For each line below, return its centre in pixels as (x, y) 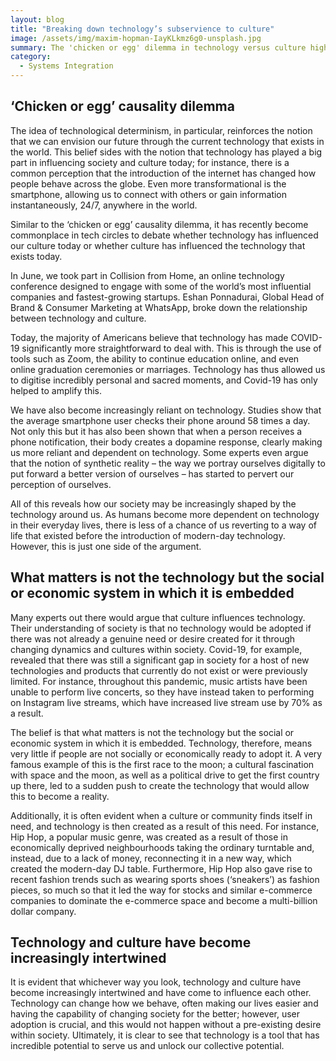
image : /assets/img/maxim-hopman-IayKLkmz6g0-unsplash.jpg (136, 38)
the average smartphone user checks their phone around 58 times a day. (160, 420)
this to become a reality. (60, 796)
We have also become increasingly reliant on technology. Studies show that (166, 410)
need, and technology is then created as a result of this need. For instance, (165, 826)
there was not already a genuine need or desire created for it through (153, 638)
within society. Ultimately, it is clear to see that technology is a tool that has (165, 1035)
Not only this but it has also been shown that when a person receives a (156, 431)
